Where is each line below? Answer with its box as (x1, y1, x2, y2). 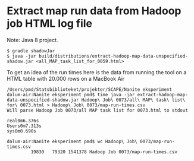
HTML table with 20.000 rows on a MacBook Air (7, 75, 125, 82)
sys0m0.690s (7, 128, 36, 134)
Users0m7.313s (7, 123, 42, 129)
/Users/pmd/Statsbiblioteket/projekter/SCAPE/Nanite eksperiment (7, 86, 172, 93)
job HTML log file (7, 17, 93, 30)
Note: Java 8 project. (7, 36, 58, 43)
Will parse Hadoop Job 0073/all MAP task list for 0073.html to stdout (7, 107, 188, 113)
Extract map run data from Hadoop (7, 4, 182, 18)
